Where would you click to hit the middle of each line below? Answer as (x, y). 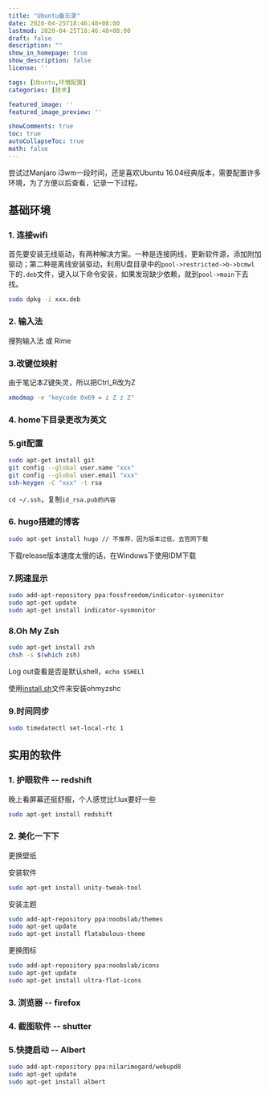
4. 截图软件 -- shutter (50, 1026)
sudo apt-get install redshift (61, 814)
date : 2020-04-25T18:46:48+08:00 (64, 23)
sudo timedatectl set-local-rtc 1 (66, 728)
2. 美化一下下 (34, 836)
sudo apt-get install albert (57, 1082)
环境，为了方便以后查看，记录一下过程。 (75, 182)
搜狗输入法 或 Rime (40, 340)
